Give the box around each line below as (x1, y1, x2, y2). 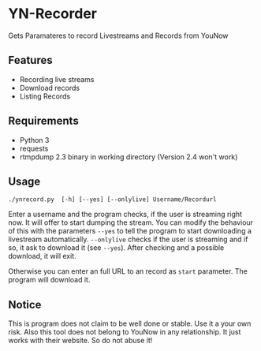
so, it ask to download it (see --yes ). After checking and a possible (8, 243, 225, 252)
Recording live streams (19, 74, 95, 84)
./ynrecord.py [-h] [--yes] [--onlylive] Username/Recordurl (8, 196, 217, 204)
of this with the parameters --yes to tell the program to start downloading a (8, 226, 252, 236)
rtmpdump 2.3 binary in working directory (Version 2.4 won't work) (19, 151, 238, 162)
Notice (8, 297, 42, 312)
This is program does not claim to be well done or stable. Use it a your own (8, 319, 252, 328)
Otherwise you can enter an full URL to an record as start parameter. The (8, 267, 248, 276)
